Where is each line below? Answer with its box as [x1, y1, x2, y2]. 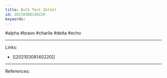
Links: [5, 44, 17, 50]
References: [5, 68, 30, 75]
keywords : [5, 16, 26, 21]
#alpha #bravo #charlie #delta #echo [5, 30, 81, 36]
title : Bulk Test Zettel [5, 7, 57, 12]
